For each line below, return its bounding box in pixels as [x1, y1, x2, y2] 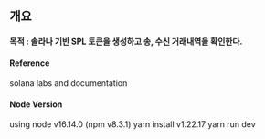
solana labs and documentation [9, 78, 128, 89]
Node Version [9, 99, 63, 110]
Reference [9, 58, 50, 69]
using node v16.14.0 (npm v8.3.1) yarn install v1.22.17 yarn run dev [9, 119, 256, 130]
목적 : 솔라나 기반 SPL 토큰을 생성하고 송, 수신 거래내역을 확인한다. [9, 36, 243, 47]
